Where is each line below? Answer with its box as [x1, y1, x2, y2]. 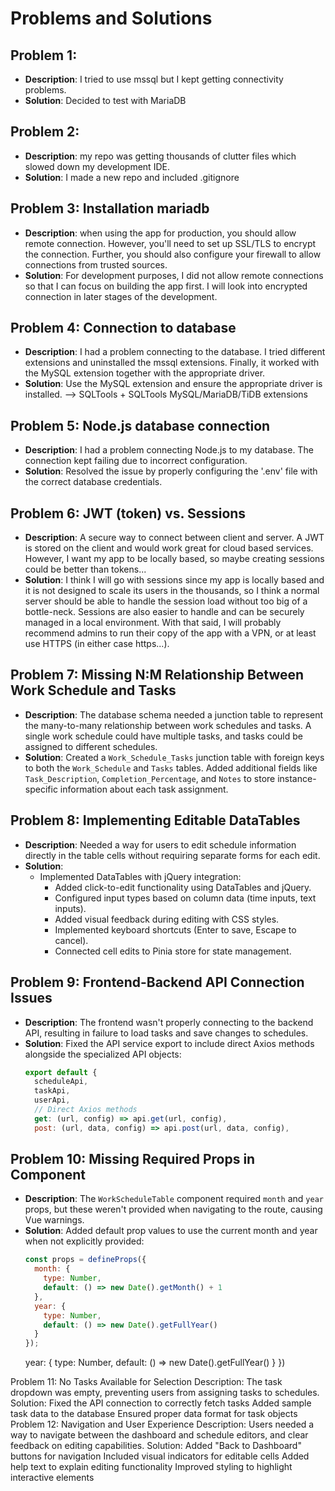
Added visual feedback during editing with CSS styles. [54, 913, 280, 925]
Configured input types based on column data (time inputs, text [54, 892, 317, 904]
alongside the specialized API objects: [24, 1048, 182, 1060]
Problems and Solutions [10, 7, 213, 30]
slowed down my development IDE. [24, 160, 170, 172]
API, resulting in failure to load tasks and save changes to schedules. [24, 1027, 309, 1039]
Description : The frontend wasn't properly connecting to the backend [24, 1016, 314, 1028]
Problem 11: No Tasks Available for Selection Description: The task [10, 1376, 283, 1388]
